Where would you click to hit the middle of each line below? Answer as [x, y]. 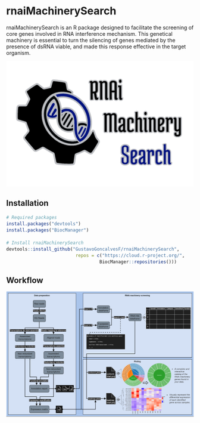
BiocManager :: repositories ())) [138, 262]
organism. [18, 53]
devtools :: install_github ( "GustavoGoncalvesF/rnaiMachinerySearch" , [93, 249]
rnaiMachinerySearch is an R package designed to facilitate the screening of [100, 27]
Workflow [25, 280]
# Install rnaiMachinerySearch [45, 243]
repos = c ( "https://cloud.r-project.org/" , [130, 255]
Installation [27, 203]
